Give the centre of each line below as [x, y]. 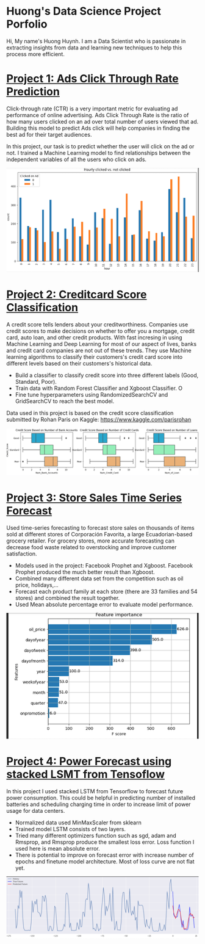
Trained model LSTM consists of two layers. [70, 829]
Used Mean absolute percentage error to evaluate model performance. [104, 605]
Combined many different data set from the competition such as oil [99, 578]
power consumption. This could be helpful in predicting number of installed [101, 798]
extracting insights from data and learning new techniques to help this [94, 48]
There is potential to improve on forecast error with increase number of [104, 855]
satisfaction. [22, 554]
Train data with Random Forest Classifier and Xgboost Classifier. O [99, 388]
